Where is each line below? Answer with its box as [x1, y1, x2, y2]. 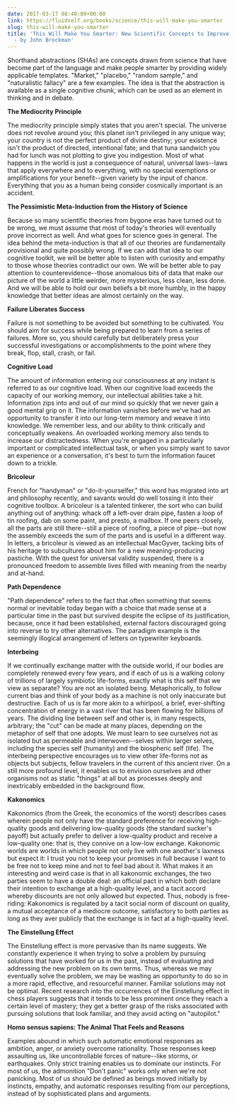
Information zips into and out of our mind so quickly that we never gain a [7, 399, 219, 407]
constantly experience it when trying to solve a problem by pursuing [7, 949, 207, 958]
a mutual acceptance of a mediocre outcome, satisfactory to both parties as [7, 907, 229, 915]
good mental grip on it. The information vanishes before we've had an [7, 406, 211, 415]
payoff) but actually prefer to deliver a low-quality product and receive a [7, 832, 218, 840]
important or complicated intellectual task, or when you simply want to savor [7, 444, 230, 453]
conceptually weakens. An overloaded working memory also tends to [7, 429, 209, 437]
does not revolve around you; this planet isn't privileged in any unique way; [7, 129, 226, 137]
